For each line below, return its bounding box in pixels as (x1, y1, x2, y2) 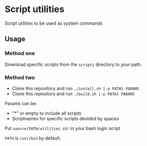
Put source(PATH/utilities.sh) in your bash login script (5, 125, 121, 131)
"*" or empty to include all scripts (12, 110, 82, 116)
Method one (5, 50, 35, 57)
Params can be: (5, 100, 37, 106)
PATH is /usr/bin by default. (5, 135, 61, 141)
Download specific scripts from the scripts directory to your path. (5, 61, 142, 67)
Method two (5, 74, 35, 81)
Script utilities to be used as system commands (5, 20, 103, 26)
